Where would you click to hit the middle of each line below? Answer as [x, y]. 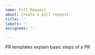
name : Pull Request [26, 10]
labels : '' [17, 24]
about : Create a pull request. [38, 14]
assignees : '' [20, 28]
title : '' [16, 19]
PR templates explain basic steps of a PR [47, 47]
